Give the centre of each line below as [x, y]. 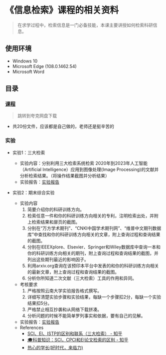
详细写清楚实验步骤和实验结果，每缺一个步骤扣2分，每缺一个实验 [94, 297]
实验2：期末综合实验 [33, 192]
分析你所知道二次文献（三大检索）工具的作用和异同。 [82, 278]
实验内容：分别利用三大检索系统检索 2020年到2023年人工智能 [84, 163]
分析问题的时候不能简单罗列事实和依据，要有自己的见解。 [86, 315]
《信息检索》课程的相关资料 [62, 10]
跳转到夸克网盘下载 [37, 116]
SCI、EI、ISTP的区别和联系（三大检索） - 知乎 [75, 333]
